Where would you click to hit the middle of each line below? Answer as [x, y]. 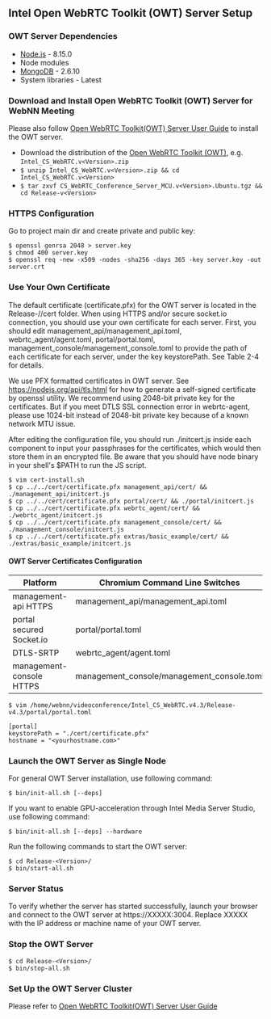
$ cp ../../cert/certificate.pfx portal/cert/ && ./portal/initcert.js [131, 501]
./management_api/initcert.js [59, 494]
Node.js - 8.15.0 [46, 54]
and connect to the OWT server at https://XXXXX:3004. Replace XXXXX [128, 915]
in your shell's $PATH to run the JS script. [77, 465]
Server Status [36, 888]
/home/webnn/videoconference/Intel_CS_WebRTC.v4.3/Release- [133, 705]
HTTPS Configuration [51, 213]
